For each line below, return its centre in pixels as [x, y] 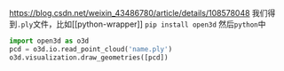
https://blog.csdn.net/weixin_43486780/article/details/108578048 [130, 13]
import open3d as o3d [49, 41]
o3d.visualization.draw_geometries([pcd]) [89, 57]
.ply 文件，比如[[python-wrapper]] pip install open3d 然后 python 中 [142, 24]
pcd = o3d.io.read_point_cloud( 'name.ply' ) [91, 49]
